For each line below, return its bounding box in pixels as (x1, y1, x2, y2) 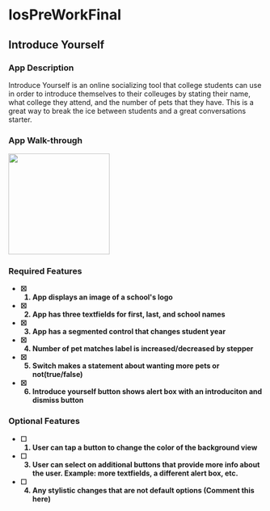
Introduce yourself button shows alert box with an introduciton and (32, 387, 263, 396)
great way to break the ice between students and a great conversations (8, 106, 247, 115)
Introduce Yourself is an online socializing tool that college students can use (8, 80, 262, 90)
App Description (8, 62, 74, 73)
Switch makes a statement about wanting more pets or (32, 361, 220, 371)
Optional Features (8, 416, 81, 427)
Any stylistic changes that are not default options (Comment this (32, 485, 255, 495)
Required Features (8, 266, 82, 277)
